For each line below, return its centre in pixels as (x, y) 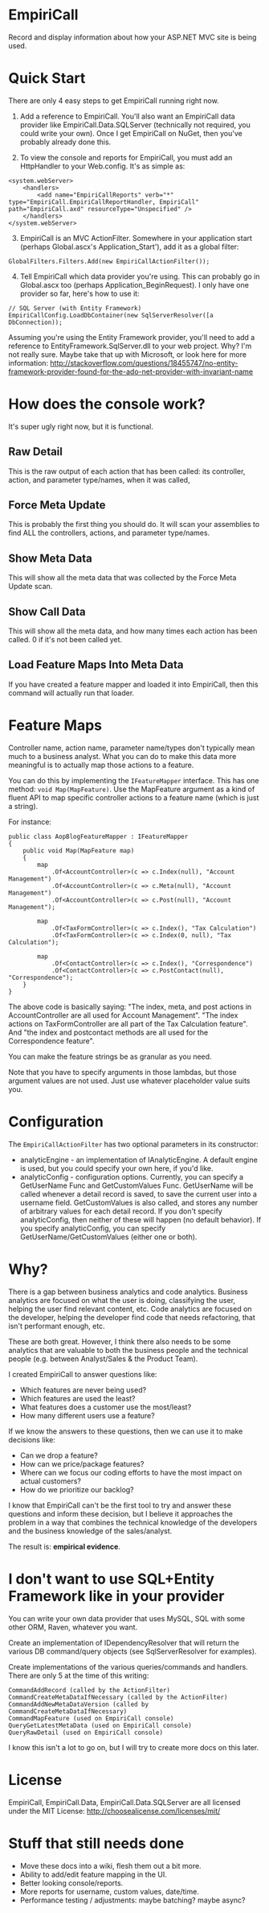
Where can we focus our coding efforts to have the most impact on (131, 1472)
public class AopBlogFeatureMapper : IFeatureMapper (98, 836)
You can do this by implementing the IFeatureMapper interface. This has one (134, 780)
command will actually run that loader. (71, 693)
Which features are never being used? (83, 1390)
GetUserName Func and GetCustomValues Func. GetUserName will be (137, 1185)
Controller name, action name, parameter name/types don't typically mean (132, 748)
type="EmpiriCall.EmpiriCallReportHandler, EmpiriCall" (104, 202)
